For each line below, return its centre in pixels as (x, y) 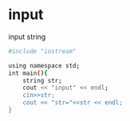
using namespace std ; (44, 65)
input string (27, 37)
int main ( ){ (28, 73)
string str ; (42, 80)
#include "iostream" (43, 51)
